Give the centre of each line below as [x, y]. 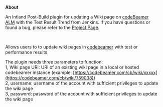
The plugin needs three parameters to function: [54, 62]
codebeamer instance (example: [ [40, 72]
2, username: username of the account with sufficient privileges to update [82, 83]
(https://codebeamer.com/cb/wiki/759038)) [50, 78]
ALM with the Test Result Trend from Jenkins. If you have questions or [78, 22]
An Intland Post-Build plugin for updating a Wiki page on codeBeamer [77, 17]
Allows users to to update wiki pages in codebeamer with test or [71, 47]
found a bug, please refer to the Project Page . [52, 27]
